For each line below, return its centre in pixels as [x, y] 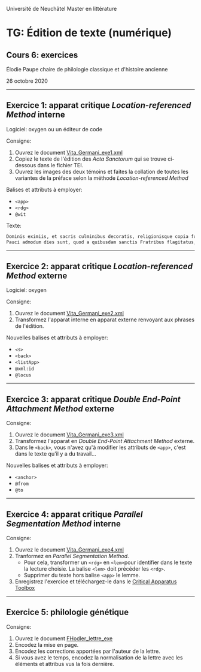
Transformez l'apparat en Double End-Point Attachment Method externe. [105, 441]
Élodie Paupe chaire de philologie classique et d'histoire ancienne [87, 69]
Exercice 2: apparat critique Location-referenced [100, 266]
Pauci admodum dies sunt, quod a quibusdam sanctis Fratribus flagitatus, [101, 242]
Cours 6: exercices [42, 55]
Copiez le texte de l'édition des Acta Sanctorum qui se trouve [90, 159]
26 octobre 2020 [27, 81]
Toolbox [25, 588]
